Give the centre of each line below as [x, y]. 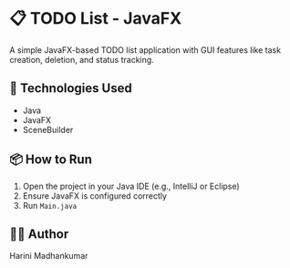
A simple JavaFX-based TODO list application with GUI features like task [145, 50]
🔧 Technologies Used [71, 88]
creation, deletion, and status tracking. [82, 59]
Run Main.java [50, 205]
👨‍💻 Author [39, 234]
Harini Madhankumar [49, 256]
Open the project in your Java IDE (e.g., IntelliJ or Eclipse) [131, 186]
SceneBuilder [48, 129]
